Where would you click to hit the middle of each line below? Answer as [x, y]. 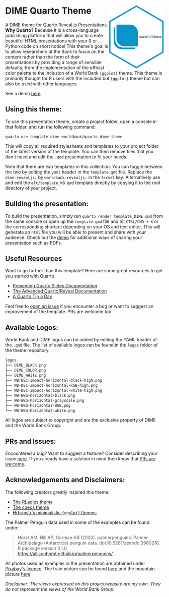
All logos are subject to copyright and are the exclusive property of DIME [80, 420]
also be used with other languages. [41, 84]
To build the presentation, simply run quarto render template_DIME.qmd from [84, 216]
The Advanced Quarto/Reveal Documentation [60, 291]
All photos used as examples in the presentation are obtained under [75, 563]
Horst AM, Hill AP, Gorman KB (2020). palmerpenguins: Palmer [83, 538]
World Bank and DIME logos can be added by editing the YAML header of [81, 340]
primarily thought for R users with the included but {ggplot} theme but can [82, 78]
